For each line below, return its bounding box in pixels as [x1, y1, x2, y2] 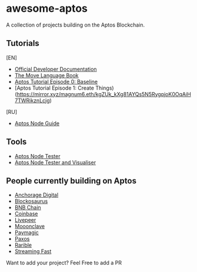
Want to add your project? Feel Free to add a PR [6, 259, 122, 267]
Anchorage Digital [14, 191, 59, 199]
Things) [95, 84, 114, 91]
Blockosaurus [14, 198, 48, 205]
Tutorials [6, 38, 39, 48]
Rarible [14, 241, 32, 249]
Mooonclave [14, 223, 45, 230]
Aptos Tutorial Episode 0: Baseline [14, 78, 98, 85]
